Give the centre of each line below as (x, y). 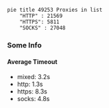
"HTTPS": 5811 (39, 22)
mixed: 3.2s (33, 77)
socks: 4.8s (33, 99)
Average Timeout (32, 61)
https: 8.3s (32, 91)
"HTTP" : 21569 (41, 16)
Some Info (25, 45)
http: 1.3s (30, 84)
